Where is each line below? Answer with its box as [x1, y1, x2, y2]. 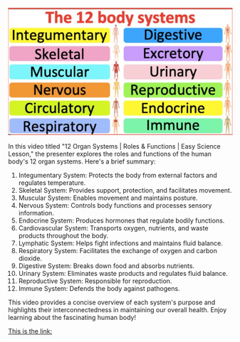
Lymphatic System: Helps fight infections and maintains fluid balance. [18, 239, 223, 247]
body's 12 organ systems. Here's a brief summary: [8, 157, 156, 166]
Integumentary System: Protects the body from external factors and [18, 171, 218, 180]
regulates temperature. [18, 178, 86, 187]
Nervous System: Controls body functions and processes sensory [18, 201, 212, 210]
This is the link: [8, 327, 53, 336]
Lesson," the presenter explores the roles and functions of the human [8, 150, 212, 159]
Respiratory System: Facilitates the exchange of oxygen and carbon [18, 247, 218, 255]
